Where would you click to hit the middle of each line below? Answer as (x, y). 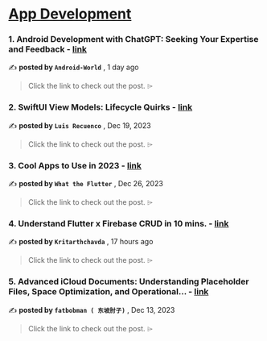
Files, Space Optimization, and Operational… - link (109, 292)
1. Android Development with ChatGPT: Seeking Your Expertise (133, 40)
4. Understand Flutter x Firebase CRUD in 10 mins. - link (119, 224)
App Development (70, 14)
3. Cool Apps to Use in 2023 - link (75, 165)
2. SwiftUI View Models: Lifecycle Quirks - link (101, 107)
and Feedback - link (47, 49)
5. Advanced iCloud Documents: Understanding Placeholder (129, 281)
